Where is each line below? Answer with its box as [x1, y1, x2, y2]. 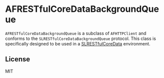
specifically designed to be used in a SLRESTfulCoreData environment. [5, 40, 151, 46]
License [5, 55, 30, 64]
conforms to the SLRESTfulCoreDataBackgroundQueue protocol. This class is [5, 36, 157, 41]
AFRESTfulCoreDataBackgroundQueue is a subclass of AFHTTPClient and [5, 30, 147, 36]
